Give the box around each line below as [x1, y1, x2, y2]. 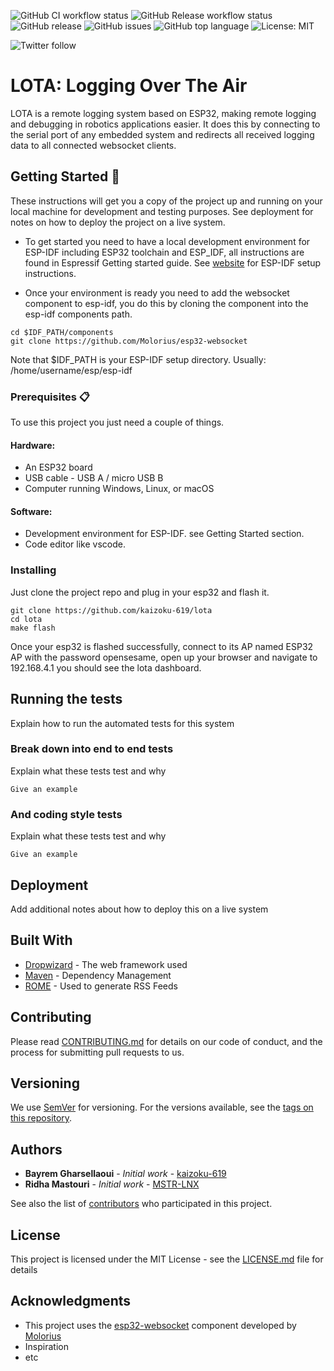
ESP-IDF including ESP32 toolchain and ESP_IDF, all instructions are [24, 246, 305, 258]
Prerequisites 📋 [10, 390, 90, 404]
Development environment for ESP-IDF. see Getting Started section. [24, 528, 305, 540]
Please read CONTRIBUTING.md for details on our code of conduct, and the [10, 1035, 323, 1047]
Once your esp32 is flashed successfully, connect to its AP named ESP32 [10, 640, 314, 652]
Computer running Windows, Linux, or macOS [24, 483, 215, 495]
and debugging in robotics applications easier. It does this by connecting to [10, 118, 321, 130]
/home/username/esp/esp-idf [10, 364, 133, 376]
